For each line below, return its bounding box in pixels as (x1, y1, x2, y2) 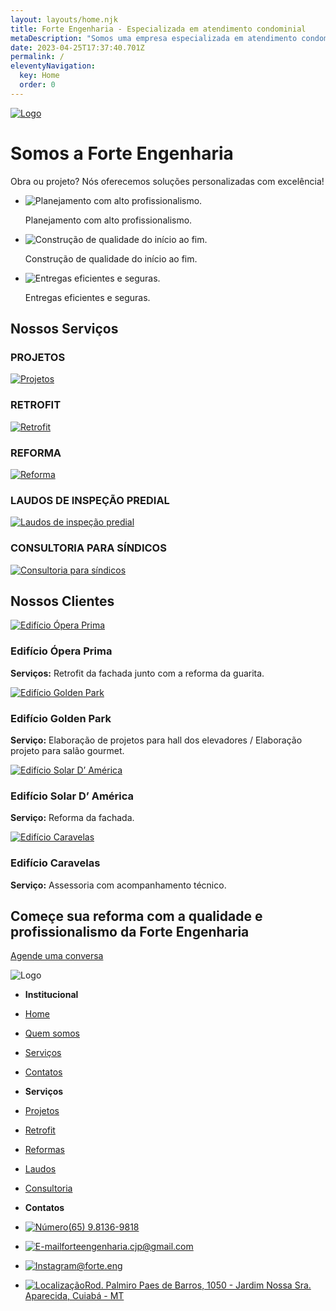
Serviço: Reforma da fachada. (10, 812, 135, 824)
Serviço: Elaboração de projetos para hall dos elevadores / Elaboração (10, 734, 303, 746)
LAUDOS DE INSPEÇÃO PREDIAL (10, 493, 170, 507)
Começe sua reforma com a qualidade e (10, 907, 263, 925)
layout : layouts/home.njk (10, 14, 118, 25)
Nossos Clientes (10, 592, 115, 610)
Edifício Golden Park (10, 711, 112, 725)
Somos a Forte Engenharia (10, 142, 234, 165)
